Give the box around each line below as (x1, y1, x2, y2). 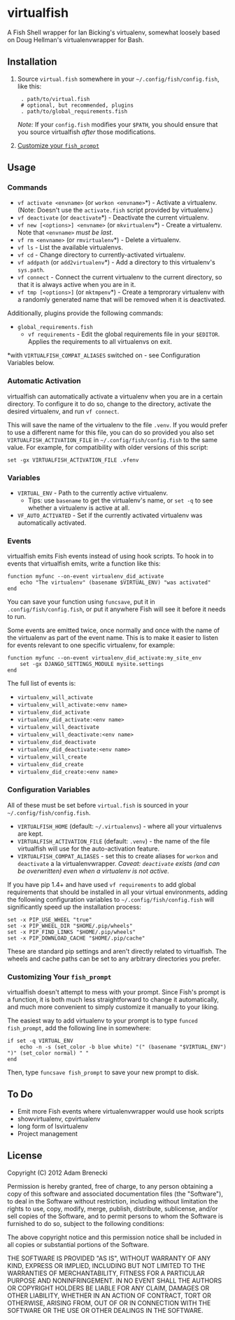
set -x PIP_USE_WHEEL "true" (7, 916, 92, 924)
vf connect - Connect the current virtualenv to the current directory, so (17, 273, 222, 281)
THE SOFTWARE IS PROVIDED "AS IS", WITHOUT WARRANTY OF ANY (7, 1254, 211, 1262)
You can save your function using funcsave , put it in (7, 598, 155, 606)
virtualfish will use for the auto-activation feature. (17, 844, 160, 853)
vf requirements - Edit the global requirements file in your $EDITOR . (27, 330, 220, 338)
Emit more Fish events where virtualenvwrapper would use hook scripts (17, 1107, 225, 1115)
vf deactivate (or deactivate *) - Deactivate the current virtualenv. (17, 213, 209, 222)
